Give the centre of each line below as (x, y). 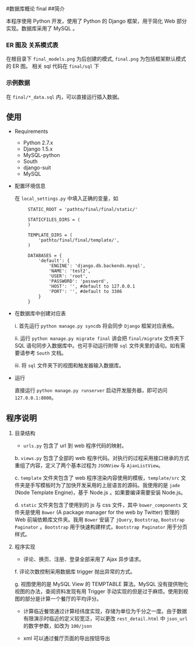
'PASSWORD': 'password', (79, 281)
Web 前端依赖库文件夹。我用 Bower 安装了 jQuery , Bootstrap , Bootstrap (100, 520)
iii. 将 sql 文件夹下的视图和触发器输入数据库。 (69, 366)
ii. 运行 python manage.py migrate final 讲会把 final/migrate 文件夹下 (100, 338)
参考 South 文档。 (46, 353)
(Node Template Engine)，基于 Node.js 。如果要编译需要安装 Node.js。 (100, 493)
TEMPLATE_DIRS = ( (50, 235)
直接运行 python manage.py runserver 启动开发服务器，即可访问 (91, 390)
